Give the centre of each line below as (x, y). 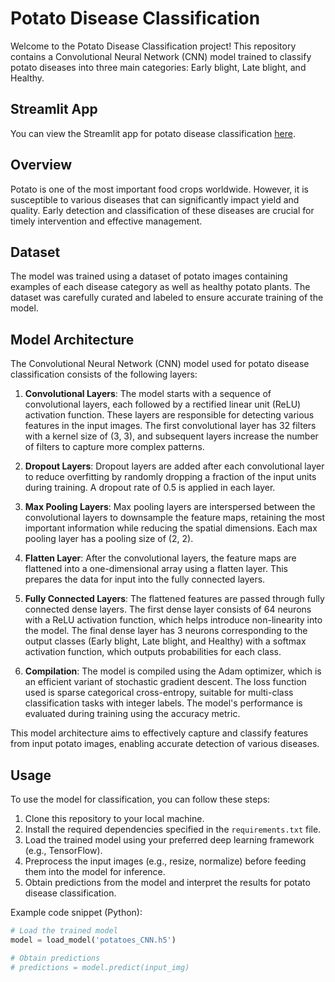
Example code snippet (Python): (76, 912)
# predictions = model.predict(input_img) (100, 967)
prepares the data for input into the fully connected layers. (145, 579)
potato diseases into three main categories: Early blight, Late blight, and (158, 67)
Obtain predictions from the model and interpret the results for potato (167, 882)
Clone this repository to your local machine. (114, 818)
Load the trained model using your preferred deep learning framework (169, 840)
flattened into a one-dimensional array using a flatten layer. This (156, 569)
